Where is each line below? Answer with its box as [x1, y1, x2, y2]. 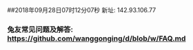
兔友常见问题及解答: [7, 25, 74, 34]
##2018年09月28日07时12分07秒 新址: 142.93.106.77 [7, 6, 156, 14]
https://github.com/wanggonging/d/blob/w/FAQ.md [7, 34, 186, 43]
